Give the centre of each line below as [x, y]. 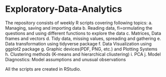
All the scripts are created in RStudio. [43, 69]
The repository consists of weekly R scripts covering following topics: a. [79, 23]
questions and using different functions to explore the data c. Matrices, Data [83, 33]
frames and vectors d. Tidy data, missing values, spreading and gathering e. [83, 38]
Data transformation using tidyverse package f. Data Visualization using [79, 43]
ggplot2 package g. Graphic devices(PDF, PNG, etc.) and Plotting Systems [81, 49]
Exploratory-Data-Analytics [64, 9]
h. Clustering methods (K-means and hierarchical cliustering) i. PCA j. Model [83, 54]
